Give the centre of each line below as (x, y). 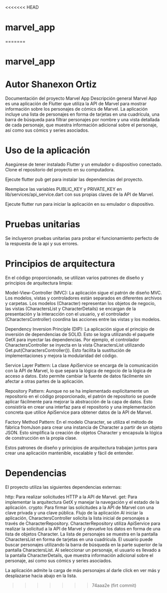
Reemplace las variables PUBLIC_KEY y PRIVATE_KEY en (64, 189)
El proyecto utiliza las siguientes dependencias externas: (64, 487)
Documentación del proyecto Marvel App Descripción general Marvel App (81, 98)
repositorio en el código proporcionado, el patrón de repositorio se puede (81, 396)
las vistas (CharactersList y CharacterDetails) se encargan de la (71, 309)
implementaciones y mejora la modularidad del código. (62, 356)
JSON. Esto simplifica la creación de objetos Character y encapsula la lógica (84, 432)
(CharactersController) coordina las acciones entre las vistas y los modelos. (83, 319)
